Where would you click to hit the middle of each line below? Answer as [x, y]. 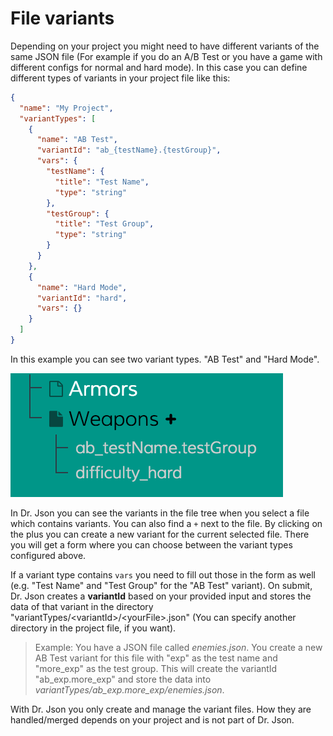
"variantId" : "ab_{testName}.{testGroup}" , [129, 150]
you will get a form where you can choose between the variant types [151, 544]
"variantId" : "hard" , [82, 298]
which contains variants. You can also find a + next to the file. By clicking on [166, 523]
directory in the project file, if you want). [93, 628]
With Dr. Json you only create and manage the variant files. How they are [161, 709]
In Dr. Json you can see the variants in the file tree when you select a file [160, 513]
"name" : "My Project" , [66, 108]
